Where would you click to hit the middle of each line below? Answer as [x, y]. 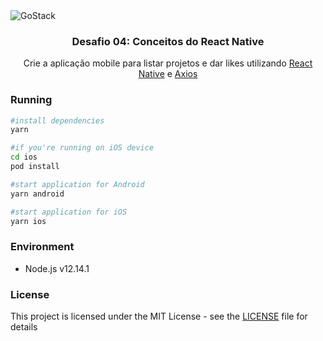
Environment [42, 247]
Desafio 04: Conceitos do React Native [168, 41]
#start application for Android [77, 184]
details [24, 327]
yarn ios [28, 221]
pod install [35, 167]
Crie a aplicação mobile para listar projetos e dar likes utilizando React [168, 63]
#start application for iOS [69, 212]
